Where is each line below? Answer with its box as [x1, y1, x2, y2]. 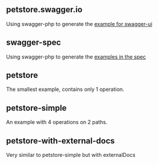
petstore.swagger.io [6, 5, 83, 15]
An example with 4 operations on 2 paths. [6, 119, 108, 126]
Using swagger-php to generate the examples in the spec [6, 53, 146, 60]
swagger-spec [6, 38, 61, 48]
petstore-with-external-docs [6, 136, 115, 146]
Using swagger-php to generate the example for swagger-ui [6, 20, 153, 27]
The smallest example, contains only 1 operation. [6, 86, 125, 93]
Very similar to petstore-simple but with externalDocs [6, 152, 136, 159]
